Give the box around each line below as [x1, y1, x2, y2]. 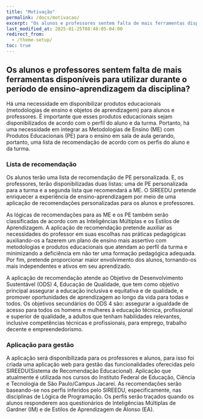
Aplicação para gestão [6, 340, 74, 349]
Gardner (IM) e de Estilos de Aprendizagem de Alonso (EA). [6, 406, 155, 413]
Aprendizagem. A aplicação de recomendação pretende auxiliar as [6, 224, 172, 231]
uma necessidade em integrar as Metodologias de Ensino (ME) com [6, 125, 175, 133]
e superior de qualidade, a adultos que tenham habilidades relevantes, [6, 313, 181, 320]
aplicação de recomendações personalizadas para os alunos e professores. [6, 199, 195, 206]
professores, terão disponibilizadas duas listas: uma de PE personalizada [6, 180, 188, 187]
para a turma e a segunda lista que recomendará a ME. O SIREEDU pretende [6, 186, 196, 193]
